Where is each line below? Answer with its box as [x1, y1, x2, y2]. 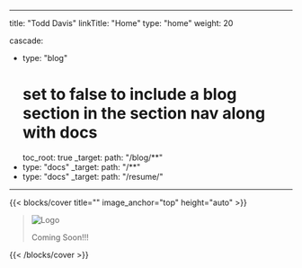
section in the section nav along [22, 103, 266, 124]
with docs [22, 122, 98, 143]
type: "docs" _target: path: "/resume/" [22, 171, 164, 182]
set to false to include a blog [22, 85, 237, 104]
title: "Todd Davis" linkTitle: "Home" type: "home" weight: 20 [9, 18, 234, 28]
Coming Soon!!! [31, 231, 89, 243]
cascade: [9, 35, 44, 46]
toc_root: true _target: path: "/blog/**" [22, 152, 164, 163]
